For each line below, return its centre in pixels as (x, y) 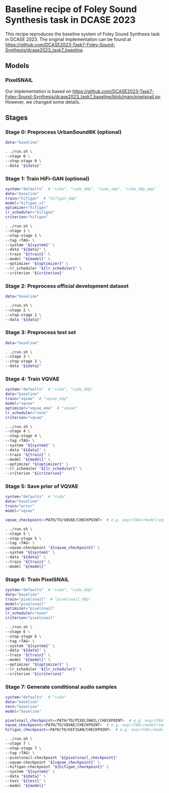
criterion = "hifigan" (27, 217)
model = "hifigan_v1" (26, 203)
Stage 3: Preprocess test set (41, 333)
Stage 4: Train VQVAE (32, 379)
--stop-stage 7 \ (23, 748)
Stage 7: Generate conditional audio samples (61, 687)
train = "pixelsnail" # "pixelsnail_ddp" (48, 599)
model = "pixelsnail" (26, 604)
